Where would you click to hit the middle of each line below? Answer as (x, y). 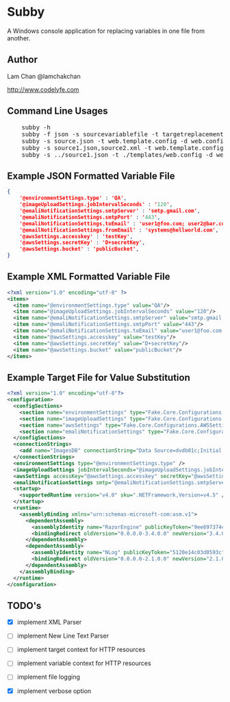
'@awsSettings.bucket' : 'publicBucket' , (79, 249)
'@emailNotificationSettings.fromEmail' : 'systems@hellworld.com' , (119, 230)
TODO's (24, 606)
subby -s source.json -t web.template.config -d (105, 141)
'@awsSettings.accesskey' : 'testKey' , (76, 236)
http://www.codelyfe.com (43, 89)
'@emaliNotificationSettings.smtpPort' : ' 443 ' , (90, 217)
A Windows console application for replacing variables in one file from (106, 31)
